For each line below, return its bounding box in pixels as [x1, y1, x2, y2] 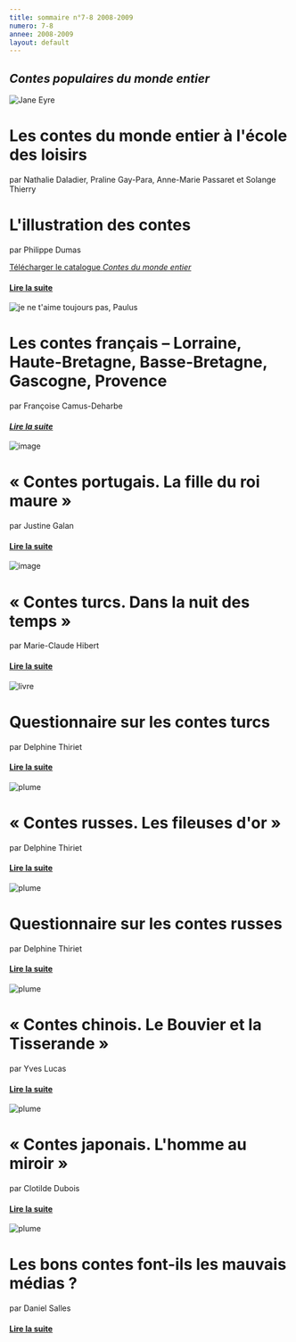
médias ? [9, 1273, 78, 1294]
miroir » [9, 1154, 69, 1173]
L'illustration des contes [9, 215, 192, 235]
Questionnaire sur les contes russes [9, 914, 283, 934]
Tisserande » [9, 1033, 110, 1054]
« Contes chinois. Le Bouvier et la [9, 1015, 262, 1035]
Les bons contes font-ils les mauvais [9, 1255, 287, 1275]
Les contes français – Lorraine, [9, 333, 243, 353]
